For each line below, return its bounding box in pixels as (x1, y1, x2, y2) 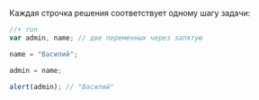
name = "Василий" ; (9, 50, 78, 59)
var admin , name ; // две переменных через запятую (9, 33, 203, 42)
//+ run (9, 25, 39, 34)
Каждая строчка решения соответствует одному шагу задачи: (9, 8, 251, 18)
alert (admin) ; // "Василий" (9, 82, 115, 91)
